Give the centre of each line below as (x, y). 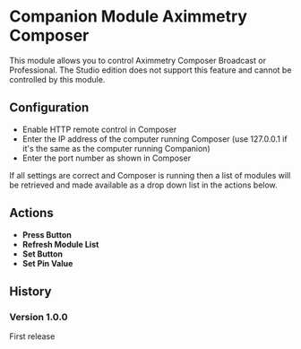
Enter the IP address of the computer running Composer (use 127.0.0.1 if (155, 139)
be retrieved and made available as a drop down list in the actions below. (143, 185)
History (30, 291)
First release (32, 336)
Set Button (42, 254)
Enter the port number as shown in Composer (106, 158)
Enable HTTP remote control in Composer (99, 129)
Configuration (49, 108)
